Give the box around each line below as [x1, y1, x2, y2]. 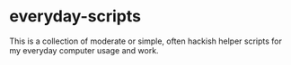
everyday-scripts [9, 6, 142, 27]
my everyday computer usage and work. [9, 45, 159, 55]
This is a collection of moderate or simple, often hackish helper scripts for [9, 36, 283, 46]
